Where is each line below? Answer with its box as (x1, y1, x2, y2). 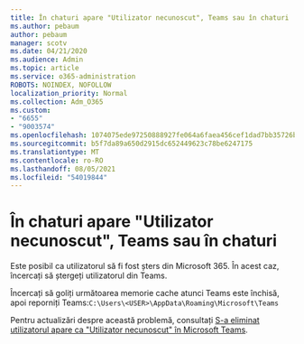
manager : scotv (10, 38, 68, 48)
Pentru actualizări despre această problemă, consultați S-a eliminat (10, 315, 260, 326)
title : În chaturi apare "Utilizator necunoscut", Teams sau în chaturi (10, 13, 290, 23)
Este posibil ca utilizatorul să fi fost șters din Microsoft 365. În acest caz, (10, 261, 280, 272)
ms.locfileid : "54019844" (10, 172, 107, 181)
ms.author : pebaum (10, 22, 79, 31)
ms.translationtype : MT (10, 147, 100, 156)
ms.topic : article (10, 64, 79, 73)
